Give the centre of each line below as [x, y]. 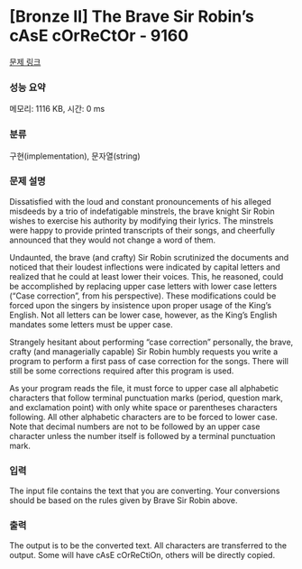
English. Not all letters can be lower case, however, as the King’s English [143, 315]
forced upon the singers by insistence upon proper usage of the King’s [141, 305]
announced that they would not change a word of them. [113, 240]
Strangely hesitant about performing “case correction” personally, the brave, [151, 342]
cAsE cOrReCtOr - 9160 [99, 36]
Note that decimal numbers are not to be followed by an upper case [135, 427]
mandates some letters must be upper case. [91, 324]
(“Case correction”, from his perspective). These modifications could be [143, 296]
